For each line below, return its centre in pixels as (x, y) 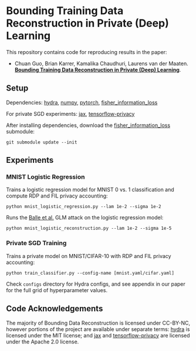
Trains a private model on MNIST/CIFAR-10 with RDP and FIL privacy (89, 256)
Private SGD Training (36, 243)
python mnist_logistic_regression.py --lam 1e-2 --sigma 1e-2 (84, 207)
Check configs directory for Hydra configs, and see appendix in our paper (96, 284)
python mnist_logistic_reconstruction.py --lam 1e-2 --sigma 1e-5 (89, 228)
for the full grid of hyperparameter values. (57, 290)
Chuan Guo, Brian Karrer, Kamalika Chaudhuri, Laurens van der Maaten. (102, 63)
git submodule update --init (42, 142)
